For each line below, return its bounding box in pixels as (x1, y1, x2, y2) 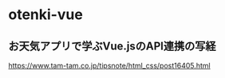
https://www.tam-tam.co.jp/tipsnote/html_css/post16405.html (8, 61, 211, 70)
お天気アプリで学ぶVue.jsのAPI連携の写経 (8, 39, 216, 53)
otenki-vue (8, 6, 84, 24)
